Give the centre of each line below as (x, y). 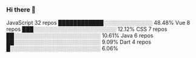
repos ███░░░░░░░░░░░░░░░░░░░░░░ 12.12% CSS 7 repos (87, 29)
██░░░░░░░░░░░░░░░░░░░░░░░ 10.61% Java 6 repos (80, 36)
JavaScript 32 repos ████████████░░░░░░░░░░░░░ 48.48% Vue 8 (98, 23)
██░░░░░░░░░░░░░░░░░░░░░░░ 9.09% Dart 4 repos (79, 42)
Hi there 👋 (21, 10)
